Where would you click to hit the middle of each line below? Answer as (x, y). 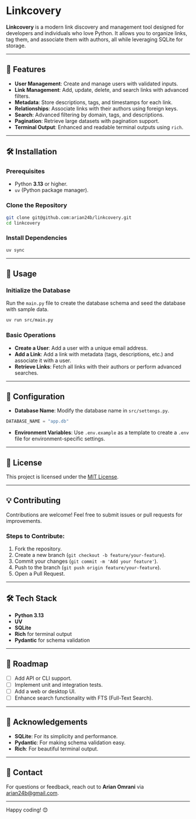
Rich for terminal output (43, 634)
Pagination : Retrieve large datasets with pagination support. (87, 121)
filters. (22, 96)
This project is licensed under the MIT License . (62, 477)
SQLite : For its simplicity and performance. (66, 736)
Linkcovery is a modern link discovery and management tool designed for (95, 27)
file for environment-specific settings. (60, 439)
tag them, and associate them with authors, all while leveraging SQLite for (94, 39)
